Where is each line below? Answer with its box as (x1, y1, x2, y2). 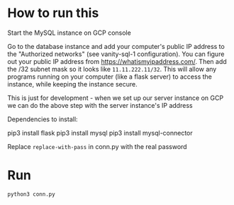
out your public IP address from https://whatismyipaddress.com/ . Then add (7, 57, 227, 65)
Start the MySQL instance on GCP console (7, 28, 131, 37)
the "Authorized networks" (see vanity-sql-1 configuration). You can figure (7, 50, 225, 58)
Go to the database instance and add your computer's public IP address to (7, 42, 225, 50)
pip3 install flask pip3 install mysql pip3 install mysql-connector (7, 128, 193, 137)
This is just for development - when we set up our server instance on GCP (7, 94, 224, 102)
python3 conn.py (7, 190, 55, 198)
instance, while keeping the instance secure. (7, 79, 138, 88)
